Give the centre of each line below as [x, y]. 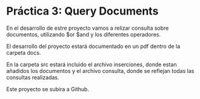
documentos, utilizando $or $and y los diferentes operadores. [84, 34]
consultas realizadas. [33, 77]
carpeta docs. [24, 52]
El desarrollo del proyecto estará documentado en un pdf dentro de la [93, 46]
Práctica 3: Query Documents [82, 11]
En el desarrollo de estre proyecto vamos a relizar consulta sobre [88, 28]
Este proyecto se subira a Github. [48, 89]
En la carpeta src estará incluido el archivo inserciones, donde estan [92, 64]
